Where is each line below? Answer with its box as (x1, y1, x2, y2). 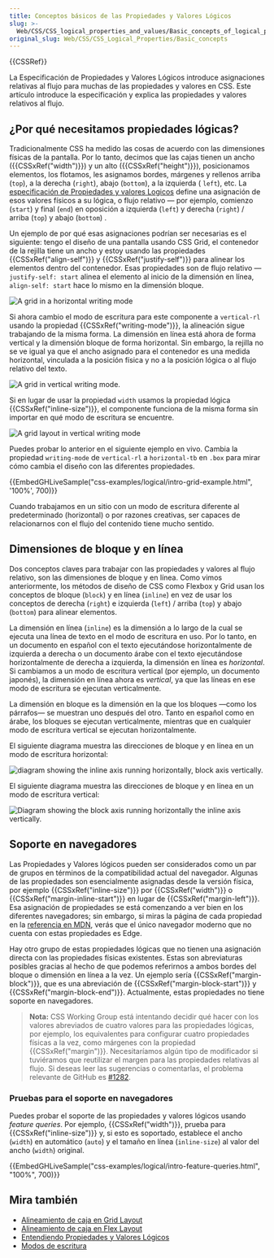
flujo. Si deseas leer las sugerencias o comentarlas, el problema (28, 1063, 244, 1073)
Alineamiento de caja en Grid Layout (20, 1215, 143, 1225)
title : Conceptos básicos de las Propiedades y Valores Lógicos (9, 11, 232, 20)
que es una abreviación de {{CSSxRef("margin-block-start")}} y (43, 978, 257, 988)
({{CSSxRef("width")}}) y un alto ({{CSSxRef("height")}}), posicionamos (9, 161, 250, 171)
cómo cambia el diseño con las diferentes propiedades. (9, 461, 195, 472)
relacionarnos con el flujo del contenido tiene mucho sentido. (9, 519, 215, 529)
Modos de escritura (20, 1241, 88, 1251)
